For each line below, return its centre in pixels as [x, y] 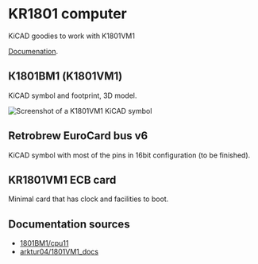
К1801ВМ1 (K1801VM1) [65, 76]
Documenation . [33, 51]
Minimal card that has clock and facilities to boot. [89, 199]
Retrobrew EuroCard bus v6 [78, 136]
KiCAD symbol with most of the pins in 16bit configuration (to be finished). [129, 155]
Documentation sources [69, 224]
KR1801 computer [67, 14]
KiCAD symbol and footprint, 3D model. [73, 95]
